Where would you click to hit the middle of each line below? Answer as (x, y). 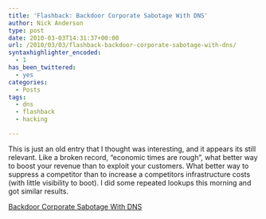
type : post (26, 30)
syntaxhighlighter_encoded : (55, 53)
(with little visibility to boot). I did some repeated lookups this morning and (130, 182)
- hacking (31, 119)
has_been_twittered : (43, 68)
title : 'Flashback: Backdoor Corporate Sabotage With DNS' (108, 16)
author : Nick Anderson (46, 23)
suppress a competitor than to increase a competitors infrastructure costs (129, 174)
